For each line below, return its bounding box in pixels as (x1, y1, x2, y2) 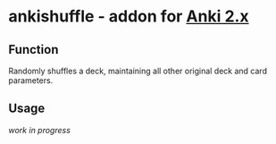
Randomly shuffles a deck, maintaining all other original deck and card (8, 65, 267, 76)
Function (8, 42, 59, 57)
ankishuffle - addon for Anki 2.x (8, 6, 249, 27)
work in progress (8, 124, 71, 135)
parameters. (8, 75, 54, 86)
